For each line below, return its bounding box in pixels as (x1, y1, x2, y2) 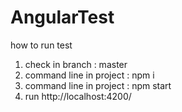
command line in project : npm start (24, 79, 172, 91)
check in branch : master (24, 58, 128, 70)
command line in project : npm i (24, 69, 155, 81)
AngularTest (10, 6, 115, 29)
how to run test (10, 39, 73, 51)
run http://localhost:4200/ (24, 90, 132, 102)
